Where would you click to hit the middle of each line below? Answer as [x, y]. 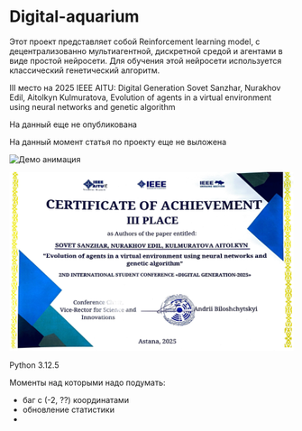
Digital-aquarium [74, 17]
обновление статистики [69, 410]
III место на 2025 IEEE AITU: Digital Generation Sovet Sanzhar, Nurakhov [145, 87]
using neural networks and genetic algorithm [92, 106]
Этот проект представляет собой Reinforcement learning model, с [135, 41]
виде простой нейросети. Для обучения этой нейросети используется [146, 60]
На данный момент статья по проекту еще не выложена [118, 142]
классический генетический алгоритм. [85, 70]
